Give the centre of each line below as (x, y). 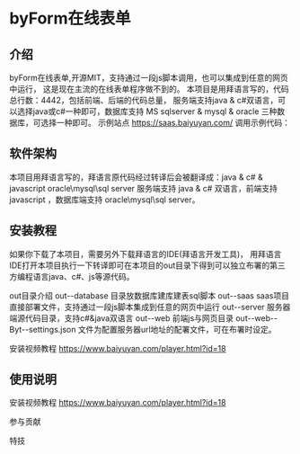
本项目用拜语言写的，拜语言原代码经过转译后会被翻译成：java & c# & (136, 177)
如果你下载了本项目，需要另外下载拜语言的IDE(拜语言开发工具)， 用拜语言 (146, 254)
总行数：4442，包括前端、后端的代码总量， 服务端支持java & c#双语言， (144, 100)
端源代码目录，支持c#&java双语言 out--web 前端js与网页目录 (122, 318)
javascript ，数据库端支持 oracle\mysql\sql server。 (105, 200)
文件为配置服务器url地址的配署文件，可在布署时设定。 (177, 329)
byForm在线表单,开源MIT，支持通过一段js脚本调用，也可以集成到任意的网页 (149, 78)
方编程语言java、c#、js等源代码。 (72, 276)
